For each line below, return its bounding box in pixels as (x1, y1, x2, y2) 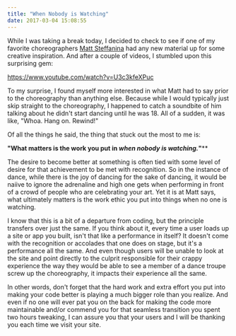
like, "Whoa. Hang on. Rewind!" (7, 116, 99, 124)
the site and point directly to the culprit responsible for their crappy (7, 254, 203, 262)
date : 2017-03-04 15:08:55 (7, 17, 87, 24)
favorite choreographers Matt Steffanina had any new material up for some (7, 44, 225, 52)
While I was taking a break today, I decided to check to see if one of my (7, 36, 216, 45)
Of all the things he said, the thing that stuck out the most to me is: (7, 130, 201, 139)
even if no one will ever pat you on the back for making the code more (7, 298, 212, 306)
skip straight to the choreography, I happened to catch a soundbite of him (7, 101, 222, 110)
